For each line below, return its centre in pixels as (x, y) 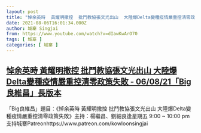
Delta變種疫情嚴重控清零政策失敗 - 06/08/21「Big (99, 82)
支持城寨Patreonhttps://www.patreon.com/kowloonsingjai (77, 123)
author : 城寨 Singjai (32, 28)
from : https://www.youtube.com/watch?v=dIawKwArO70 (72, 34)
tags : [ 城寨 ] (24, 39)
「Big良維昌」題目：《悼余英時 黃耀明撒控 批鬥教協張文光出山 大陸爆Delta (96, 109)
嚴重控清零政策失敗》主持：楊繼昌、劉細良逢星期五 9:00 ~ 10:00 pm (106, 116)
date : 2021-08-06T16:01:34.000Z (46, 23)
